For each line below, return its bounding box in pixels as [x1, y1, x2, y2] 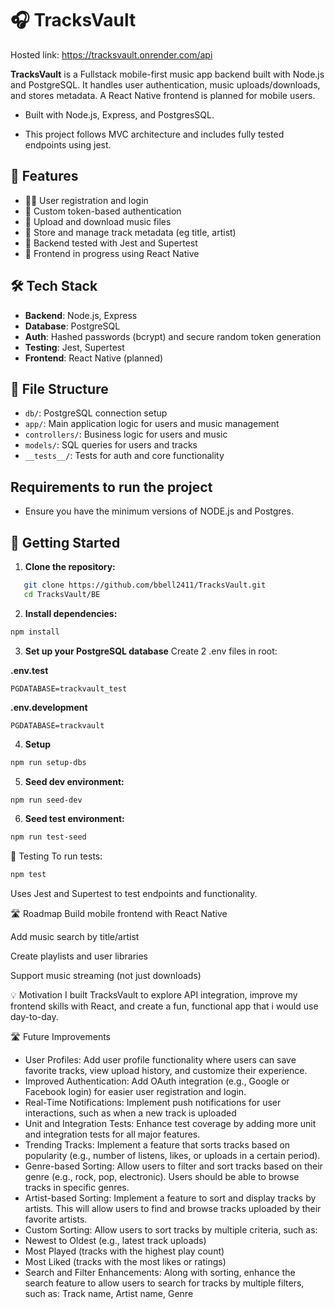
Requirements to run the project [10, 478, 213, 496]
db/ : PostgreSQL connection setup [24, 407, 168, 419]
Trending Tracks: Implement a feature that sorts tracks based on [24, 1139, 291, 1151]
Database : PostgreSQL [24, 320, 121, 332]
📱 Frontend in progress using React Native [24, 247, 200, 259]
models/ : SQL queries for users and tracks [24, 439, 198, 451]
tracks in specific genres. [24, 1182, 130, 1194]
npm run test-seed [10, 832, 87, 842]
